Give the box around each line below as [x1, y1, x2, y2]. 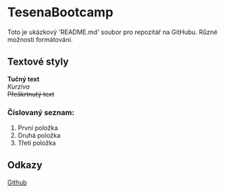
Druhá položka [17, 131, 61, 140]
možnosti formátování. [7, 35, 73, 43]
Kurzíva [7, 82, 30, 91]
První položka [17, 123, 58, 132]
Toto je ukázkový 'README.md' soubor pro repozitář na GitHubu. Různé [7, 28, 218, 36]
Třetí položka [17, 139, 56, 148]
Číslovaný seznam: [7, 107, 75, 117]
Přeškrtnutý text [7, 89, 55, 98]
